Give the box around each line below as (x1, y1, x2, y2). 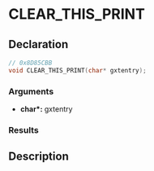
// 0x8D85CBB (8, 59, 53, 67)
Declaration (8, 37, 69, 51)
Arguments (8, 85, 54, 97)
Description (8, 150, 69, 164)
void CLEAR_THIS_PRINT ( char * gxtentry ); (8, 66, 148, 74)
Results (8, 124, 39, 135)
